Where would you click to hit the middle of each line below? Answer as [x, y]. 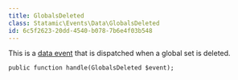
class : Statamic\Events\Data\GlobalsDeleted [84, 23]
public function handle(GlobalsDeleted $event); [91, 68]
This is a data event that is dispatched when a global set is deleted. [119, 54]
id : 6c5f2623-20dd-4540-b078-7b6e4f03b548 [80, 30]
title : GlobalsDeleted [46, 16]
